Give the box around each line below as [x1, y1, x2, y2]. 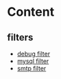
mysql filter [16, 57, 49, 65]
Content [7, 4, 55, 20]
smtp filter [16, 65, 47, 72]
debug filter [16, 49, 50, 58]
